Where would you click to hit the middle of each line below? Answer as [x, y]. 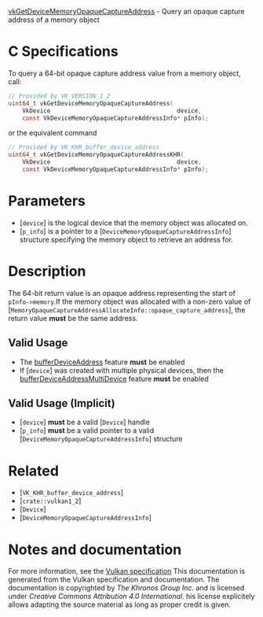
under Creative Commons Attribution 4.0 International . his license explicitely [131, 597]
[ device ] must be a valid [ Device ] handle [85, 422]
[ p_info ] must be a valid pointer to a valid [87, 430]
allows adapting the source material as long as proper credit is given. [120, 604]
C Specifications [64, 52]
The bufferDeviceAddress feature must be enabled [102, 362]
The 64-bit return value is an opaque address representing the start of [122, 293]
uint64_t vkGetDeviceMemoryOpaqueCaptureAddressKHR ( [96, 155]
